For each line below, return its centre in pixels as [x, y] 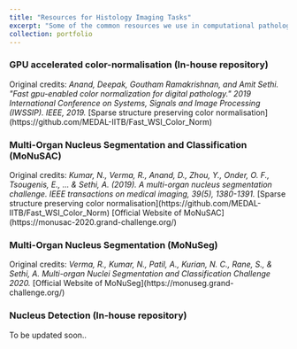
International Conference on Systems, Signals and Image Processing [135, 103]
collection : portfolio [51, 34]
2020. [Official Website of [56, 283]
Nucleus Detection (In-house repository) [98, 315]
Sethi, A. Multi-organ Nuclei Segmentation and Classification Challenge [140, 274]
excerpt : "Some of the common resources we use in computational [132, 26]
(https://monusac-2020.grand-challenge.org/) [93, 221]
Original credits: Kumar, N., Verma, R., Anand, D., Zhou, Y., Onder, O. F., [139, 174]
